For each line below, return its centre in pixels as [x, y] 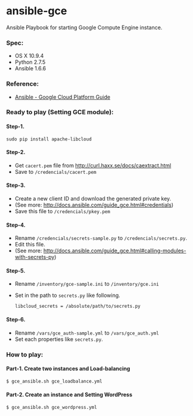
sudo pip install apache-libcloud [49, 139]
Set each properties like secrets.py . [59, 339]
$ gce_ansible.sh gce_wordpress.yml [52, 407]
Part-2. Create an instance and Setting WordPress [69, 395]
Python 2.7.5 [30, 62]
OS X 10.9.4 [29, 56]
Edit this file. [30, 245]
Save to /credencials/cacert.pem [55, 171]
